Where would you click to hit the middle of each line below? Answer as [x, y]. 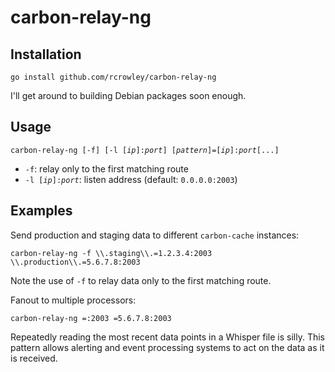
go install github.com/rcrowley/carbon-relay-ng [113, 77]
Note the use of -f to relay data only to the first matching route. [141, 280]
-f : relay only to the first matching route [106, 168]
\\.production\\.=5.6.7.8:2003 [75, 262]
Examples [41, 211]
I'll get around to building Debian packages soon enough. [128, 95]
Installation [46, 54]
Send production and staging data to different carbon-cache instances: [155, 235]
